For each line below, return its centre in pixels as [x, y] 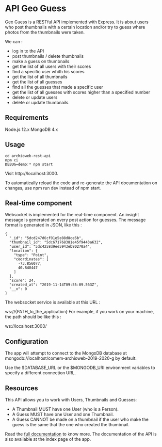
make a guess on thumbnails [40, 61]
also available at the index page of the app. [48, 439]
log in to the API [28, 51]
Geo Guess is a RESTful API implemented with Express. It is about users [77, 22]
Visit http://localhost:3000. [32, 173]
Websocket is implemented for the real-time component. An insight [72, 215]
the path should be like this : [33, 317]
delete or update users [35, 97]
